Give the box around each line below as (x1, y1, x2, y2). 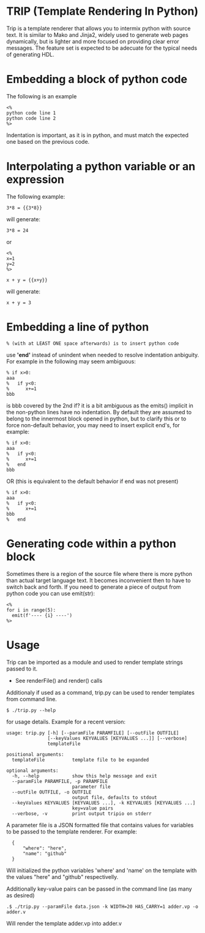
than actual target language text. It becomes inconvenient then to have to (6, 577, 191, 584)
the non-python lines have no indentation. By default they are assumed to (6, 408, 192, 415)
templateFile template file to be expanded (12, 757, 149, 763)
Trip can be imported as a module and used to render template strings (6, 658, 184, 666)
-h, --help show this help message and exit (12, 773, 157, 779)
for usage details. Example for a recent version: (6, 718, 126, 725)
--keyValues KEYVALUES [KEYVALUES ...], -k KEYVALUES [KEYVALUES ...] (12, 800, 196, 806)
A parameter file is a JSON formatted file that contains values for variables (6, 821, 194, 829)
